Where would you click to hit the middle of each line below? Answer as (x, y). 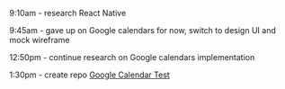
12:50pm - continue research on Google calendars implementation (132, 57)
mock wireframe (40, 40)
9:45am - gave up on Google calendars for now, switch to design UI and (142, 30)
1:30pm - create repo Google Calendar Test (90, 75)
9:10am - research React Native (68, 13)
